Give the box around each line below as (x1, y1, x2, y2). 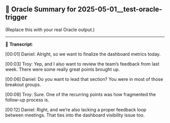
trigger (5, 13, 28, 22)
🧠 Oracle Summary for (5, 5, 77, 14)
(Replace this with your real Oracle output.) (5, 26, 95, 33)
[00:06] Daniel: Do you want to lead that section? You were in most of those (5, 76, 163, 82)
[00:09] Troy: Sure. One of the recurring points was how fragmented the (5, 91, 156, 97)
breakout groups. (5, 81, 41, 87)
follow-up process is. (5, 97, 50, 103)
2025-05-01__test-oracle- (77, 5, 162, 14)
